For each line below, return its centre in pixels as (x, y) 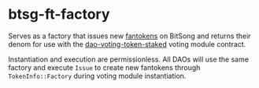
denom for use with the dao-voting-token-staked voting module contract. (127, 44)
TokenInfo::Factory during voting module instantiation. (97, 76)
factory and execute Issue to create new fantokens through (104, 67)
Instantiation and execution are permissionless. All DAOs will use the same (129, 59)
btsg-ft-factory (59, 14)
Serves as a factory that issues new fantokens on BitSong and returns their (129, 36)
